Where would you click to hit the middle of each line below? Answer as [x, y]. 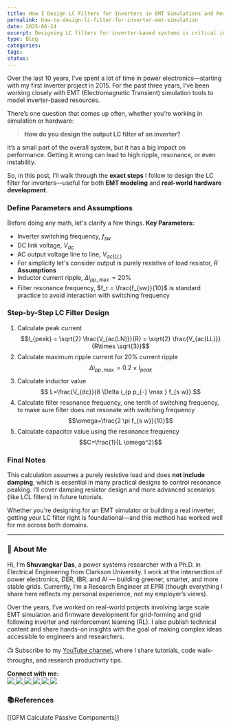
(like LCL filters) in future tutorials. [55, 497]
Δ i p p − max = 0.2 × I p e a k [121, 369]
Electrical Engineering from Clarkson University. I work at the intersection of [114, 572]
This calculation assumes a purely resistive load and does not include [106, 475]
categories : [24, 45]
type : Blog [23, 39]
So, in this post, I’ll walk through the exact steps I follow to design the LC [110, 175]
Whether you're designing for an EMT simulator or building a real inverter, [111, 510]
